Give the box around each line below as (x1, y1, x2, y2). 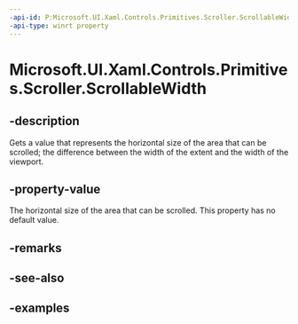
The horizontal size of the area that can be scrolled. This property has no (9, 205, 277, 216)
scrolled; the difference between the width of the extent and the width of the (9, 146, 289, 157)
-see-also (9, 271, 65, 286)
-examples (9, 301, 70, 316)
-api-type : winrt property (9, 21, 109, 30)
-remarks (9, 241, 62, 256)
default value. (9, 215, 59, 225)
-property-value (9, 181, 101, 196)
